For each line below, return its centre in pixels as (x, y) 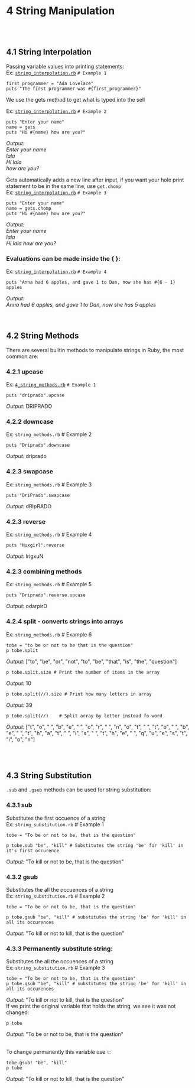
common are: (22, 356)
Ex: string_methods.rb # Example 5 (49, 584)
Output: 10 (19, 683)
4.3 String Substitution (49, 776)
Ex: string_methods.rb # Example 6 (49, 634)
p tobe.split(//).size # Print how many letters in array (79, 694)
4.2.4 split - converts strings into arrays (65, 622)
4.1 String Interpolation (49, 52)
